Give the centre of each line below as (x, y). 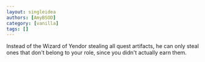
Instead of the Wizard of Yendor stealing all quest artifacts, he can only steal (102, 46)
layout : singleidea (31, 12)
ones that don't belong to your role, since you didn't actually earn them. (97, 53)
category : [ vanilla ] (33, 23)
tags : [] (17, 29)
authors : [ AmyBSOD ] (31, 18)
